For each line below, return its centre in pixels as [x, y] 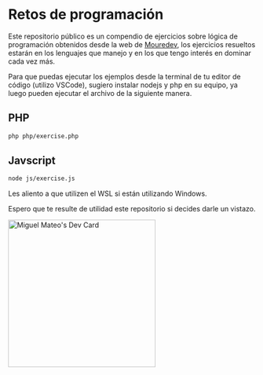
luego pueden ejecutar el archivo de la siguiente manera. [100, 93]
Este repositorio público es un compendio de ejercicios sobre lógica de [123, 36]
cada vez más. [32, 61]
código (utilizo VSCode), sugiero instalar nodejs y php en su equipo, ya [123, 85]
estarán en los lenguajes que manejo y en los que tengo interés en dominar [130, 53]
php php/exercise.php [44, 136]
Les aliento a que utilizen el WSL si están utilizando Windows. [108, 193]
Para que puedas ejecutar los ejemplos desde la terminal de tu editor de [124, 76]
